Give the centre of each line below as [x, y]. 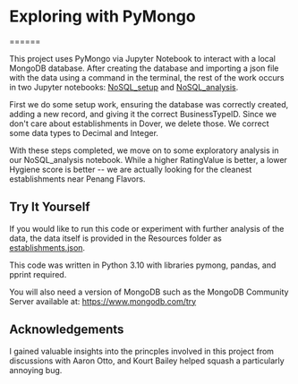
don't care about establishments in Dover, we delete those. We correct [139, 124]
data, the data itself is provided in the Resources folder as [115, 238]
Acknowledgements [67, 330]
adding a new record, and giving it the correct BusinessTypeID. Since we [143, 114]
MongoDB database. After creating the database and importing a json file [144, 68]
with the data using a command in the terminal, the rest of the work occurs [147, 77]
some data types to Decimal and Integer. [84, 132]
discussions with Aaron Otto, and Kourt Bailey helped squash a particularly [147, 361]
